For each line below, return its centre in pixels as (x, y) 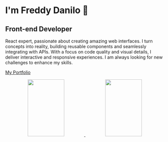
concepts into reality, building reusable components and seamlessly (76, 46)
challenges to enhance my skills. (39, 62)
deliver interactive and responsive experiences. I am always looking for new (84, 57)
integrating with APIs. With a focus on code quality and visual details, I (78, 52)
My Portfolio (18, 72)
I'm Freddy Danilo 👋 (47, 10)
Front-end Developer (39, 29)
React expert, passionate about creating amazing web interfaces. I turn (79, 41)
